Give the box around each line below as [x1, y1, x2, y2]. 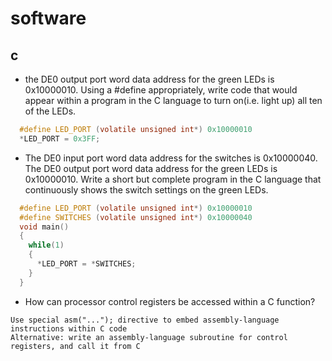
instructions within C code [10, 323, 128, 334]
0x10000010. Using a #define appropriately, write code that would [24, 84, 298, 96]
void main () [19, 222, 70, 232]
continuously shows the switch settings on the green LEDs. [24, 183, 269, 196]
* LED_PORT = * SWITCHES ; [36, 259, 137, 269]
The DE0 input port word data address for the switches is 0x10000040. [24, 152, 318, 164]
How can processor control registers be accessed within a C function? [24, 295, 316, 307]
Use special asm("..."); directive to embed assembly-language [10, 315, 280, 325]
